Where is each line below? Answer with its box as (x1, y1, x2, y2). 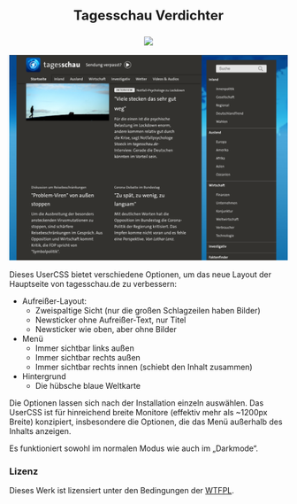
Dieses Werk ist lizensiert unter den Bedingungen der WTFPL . (9, 485, 234, 495)
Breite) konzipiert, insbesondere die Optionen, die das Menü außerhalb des (9, 416, 283, 427)
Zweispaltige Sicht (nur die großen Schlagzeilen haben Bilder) (34, 305, 261, 315)
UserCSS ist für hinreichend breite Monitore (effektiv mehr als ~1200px (9, 407, 268, 417)
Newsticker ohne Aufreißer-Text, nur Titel (34, 314, 187, 325)
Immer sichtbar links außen (34, 343, 134, 353)
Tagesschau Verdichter (73, 7, 224, 24)
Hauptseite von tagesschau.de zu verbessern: (9, 278, 178, 289)
